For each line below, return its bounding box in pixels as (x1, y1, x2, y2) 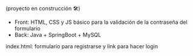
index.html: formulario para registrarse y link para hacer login (5, 43, 159, 49)
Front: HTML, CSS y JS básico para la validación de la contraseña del (14, 18, 188, 26)
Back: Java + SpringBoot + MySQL (14, 32, 101, 38)
